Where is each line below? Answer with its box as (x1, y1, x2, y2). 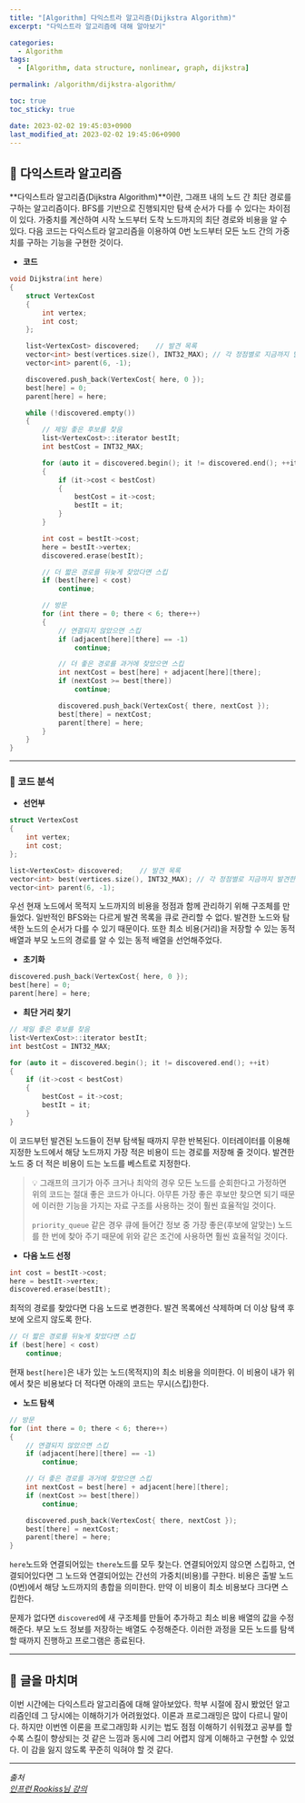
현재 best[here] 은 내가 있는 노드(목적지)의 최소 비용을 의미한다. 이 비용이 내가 (9, 1366, 286, 1377)
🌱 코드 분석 (9, 775, 54, 788)
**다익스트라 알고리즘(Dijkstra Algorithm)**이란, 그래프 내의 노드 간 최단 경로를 (9, 192, 292, 203)
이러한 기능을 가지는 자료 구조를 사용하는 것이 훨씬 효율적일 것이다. (41, 1200, 277, 1211)
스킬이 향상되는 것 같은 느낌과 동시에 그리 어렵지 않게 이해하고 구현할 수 (25, 1733, 279, 1744)
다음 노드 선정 (22, 1250, 71, 1261)
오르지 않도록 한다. (25, 1314, 93, 1325)
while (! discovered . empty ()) (25, 408, 136, 418)
